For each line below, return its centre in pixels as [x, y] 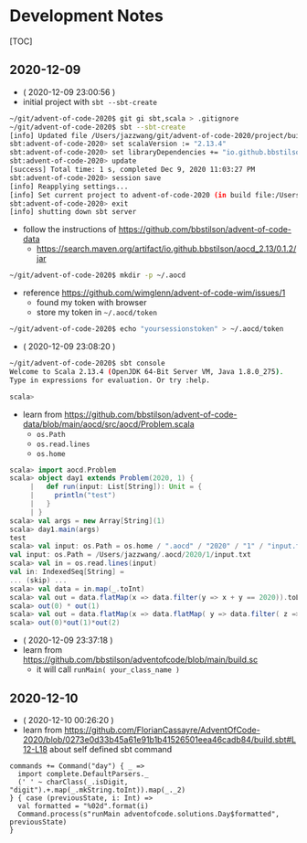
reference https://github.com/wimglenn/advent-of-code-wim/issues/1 [154, 293]
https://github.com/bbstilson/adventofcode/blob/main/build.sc [140, 660]
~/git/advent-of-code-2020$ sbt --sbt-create [97, 127]
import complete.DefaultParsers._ [83, 774]
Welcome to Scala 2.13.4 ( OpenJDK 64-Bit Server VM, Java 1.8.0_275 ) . [147, 371]
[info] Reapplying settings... [69, 187]
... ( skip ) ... [38, 580]
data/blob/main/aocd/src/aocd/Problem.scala [108, 424]
